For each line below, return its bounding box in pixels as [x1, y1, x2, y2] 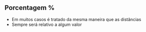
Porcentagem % [4, 4, 55, 12]
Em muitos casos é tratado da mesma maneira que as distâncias [11, 16, 142, 22]
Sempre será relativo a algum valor [11, 21, 82, 27]
